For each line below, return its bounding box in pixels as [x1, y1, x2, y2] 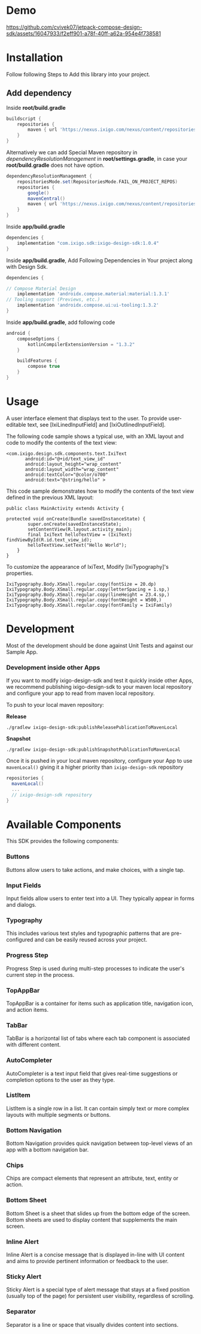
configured [6, 936, 33, 943]
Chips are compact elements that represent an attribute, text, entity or [6, 1174, 179, 1182]
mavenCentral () [28, 196, 66, 202]
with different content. [6, 1041, 61, 1048]
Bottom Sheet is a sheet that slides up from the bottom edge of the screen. [6, 1210, 190, 1217]
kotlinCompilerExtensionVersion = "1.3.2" [28, 341, 135, 347]
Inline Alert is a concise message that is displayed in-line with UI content [6, 1251, 185, 1258]
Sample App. [6, 648, 38, 655]
